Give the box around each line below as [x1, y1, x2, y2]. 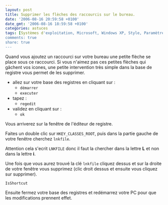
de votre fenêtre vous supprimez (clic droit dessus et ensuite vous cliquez [5, 165, 157, 171]
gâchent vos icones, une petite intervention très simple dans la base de [5, 64, 152, 70]
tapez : [12, 95, 27, 101]
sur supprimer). [5, 171, 37, 177]
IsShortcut [5, 180, 28, 185]
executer [19, 90, 38, 95]
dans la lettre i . [5, 150, 36, 156]
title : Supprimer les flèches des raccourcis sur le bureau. [5, 12, 135, 17]
